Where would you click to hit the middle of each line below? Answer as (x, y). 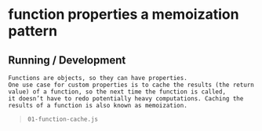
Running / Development (67, 60)
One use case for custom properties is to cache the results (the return (131, 85)
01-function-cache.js (62, 119)
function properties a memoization (124, 15)
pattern (33, 31)
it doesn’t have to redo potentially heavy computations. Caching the (126, 99)
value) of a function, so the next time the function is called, (117, 92)
